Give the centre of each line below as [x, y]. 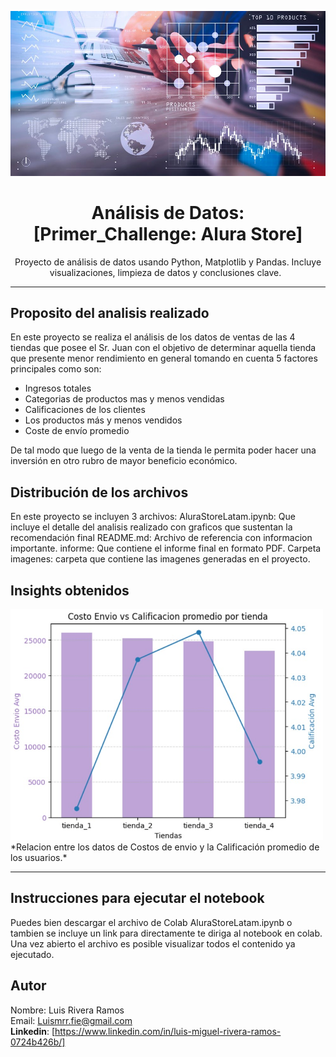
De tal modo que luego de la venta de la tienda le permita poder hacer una [163, 450]
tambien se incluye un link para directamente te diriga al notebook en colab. [166, 933]
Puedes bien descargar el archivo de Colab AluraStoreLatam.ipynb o [151, 922]
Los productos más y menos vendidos [103, 420]
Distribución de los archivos [99, 492]
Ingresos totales [58, 388]
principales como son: [56, 369]
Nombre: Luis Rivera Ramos [67, 1010]
